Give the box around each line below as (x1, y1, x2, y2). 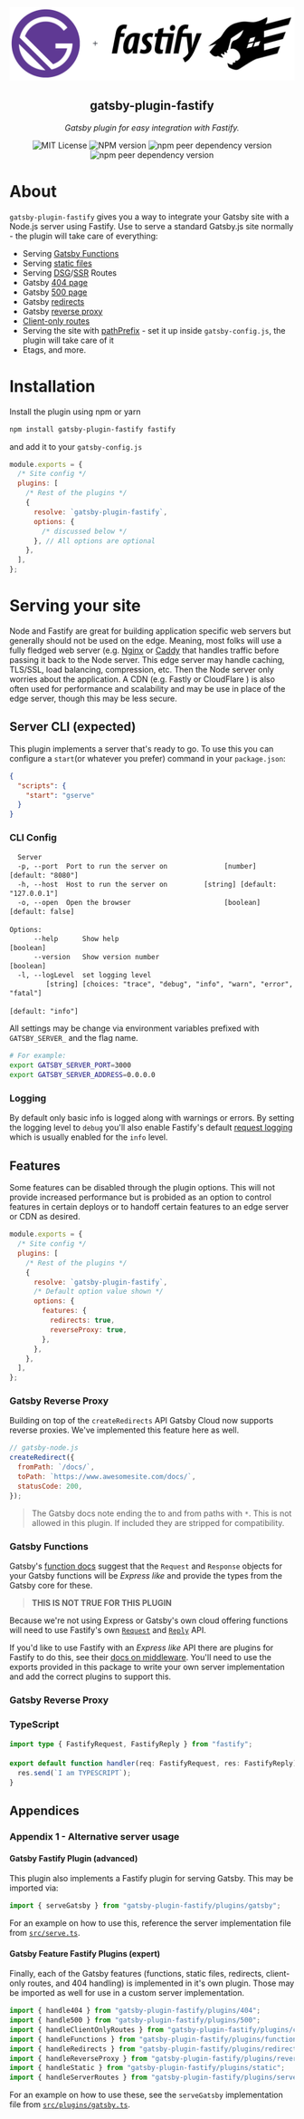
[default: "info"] (9, 1007, 79, 1016)
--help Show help (33, 935, 119, 944)
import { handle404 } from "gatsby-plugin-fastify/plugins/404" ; (9, 2007, 261, 2016)
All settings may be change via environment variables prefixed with (9, 1023, 260, 1034)
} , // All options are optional (33, 536, 156, 546)
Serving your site (9, 596, 141, 617)
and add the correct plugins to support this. (9, 1671, 172, 1682)
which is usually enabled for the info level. (9, 1132, 168, 1142)
